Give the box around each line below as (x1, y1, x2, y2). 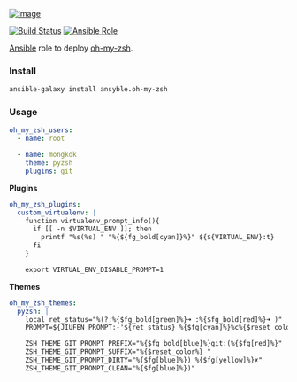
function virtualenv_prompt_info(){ (25, 216, 161, 225)
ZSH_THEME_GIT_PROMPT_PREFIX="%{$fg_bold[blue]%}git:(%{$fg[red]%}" (25, 339, 283, 348)
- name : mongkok (17, 151, 77, 160)
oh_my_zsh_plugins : (9, 199, 81, 208)
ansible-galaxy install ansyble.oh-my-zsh (9, 85, 168, 94)
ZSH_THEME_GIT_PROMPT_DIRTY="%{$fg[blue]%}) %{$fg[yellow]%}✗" (25, 355, 263, 365)
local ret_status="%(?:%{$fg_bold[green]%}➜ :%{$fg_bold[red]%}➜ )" (25, 315, 283, 324)
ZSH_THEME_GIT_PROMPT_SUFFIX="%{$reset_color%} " (25, 347, 212, 356)
